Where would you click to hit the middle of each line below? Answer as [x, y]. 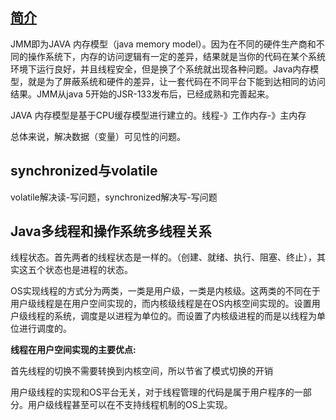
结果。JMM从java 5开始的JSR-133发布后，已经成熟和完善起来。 [142, 94]
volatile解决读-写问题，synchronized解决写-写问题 [114, 197]
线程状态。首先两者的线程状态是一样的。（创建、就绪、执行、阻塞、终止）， [163, 257]
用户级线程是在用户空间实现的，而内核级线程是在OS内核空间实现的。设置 [161, 304]
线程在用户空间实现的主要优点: [73, 350]
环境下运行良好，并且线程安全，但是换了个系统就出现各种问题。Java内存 [160, 69]
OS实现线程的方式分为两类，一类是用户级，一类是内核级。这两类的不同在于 [165, 291]
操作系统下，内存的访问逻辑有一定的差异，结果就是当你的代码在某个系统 [176, 56]
